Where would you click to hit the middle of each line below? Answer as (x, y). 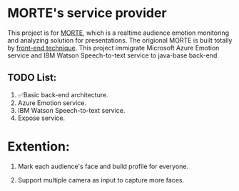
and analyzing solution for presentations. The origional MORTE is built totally (120, 40)
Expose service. (41, 118)
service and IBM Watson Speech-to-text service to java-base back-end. (113, 55)
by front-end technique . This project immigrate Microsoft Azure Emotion (113, 48)
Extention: (39, 146)
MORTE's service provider (87, 13)
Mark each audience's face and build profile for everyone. (103, 166)
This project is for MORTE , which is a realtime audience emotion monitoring (118, 33)
